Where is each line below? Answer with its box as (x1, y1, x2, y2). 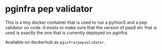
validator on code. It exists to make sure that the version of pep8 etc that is (5, 24, 157, 30)
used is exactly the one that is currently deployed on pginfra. (5, 30, 129, 35)
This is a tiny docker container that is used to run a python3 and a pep (5, 19, 148, 25)
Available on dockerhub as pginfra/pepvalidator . (5, 39, 106, 45)
